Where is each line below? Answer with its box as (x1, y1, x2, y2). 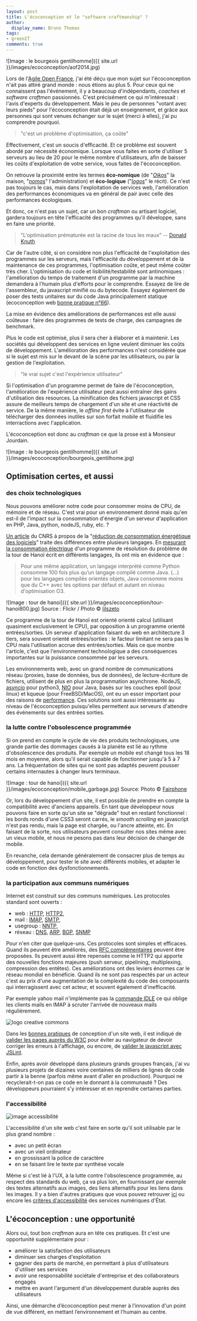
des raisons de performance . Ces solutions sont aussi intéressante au (6, 696, 175, 703)
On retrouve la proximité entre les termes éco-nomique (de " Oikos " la (6, 171, 175, 178)
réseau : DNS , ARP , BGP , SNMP (14, 929, 91, 936)
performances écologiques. (6, 196, 73, 203)
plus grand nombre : (6, 1130, 55, 1138)
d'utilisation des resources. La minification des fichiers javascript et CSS (6, 394, 181, 401)
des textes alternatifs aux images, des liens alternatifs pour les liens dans (6, 1184, 183, 1191)
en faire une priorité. (6, 220, 56, 227)
